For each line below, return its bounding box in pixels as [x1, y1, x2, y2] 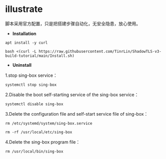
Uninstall [12, 62, 32, 68]
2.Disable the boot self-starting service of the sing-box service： [5, 91, 139, 98]
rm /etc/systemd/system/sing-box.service [5, 121, 93, 126]
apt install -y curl [5, 40, 48, 45]
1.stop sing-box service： [5, 72, 58, 78]
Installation [12, 30, 36, 36]
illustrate [5, 3, 43, 15]
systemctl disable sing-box [5, 101, 64, 107]
